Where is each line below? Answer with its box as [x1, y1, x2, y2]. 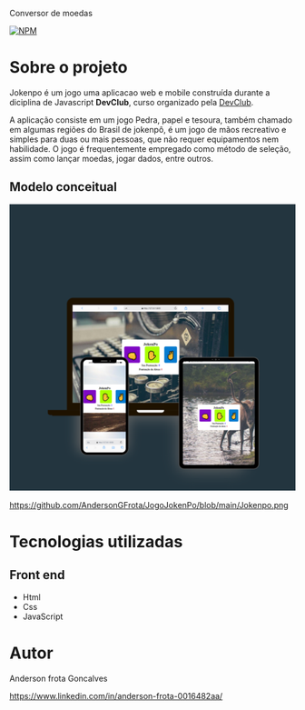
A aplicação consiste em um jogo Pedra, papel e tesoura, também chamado [9, 114, 293, 125]
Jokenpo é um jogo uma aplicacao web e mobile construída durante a [9, 86, 271, 98]
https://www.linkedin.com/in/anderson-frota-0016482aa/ [9, 690, 223, 701]
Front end [9, 567, 65, 583]
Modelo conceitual [9, 179, 118, 195]
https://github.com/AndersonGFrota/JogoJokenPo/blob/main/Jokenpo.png [9, 499, 289, 510]
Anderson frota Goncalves [9, 673, 108, 684]
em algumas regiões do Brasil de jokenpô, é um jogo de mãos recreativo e [9, 124, 287, 135]
